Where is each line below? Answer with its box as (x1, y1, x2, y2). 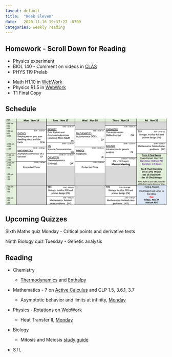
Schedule (5, 104, 37, 113)
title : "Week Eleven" (5, 13, 54, 19)
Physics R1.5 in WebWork (12, 84, 66, 91)
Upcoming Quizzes (5, 215, 68, 224)
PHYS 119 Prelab (12, 69, 48, 75)
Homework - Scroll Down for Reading (5, 44, 126, 53)
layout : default (5, 8, 40, 13)
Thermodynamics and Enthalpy (20, 277, 87, 283)
